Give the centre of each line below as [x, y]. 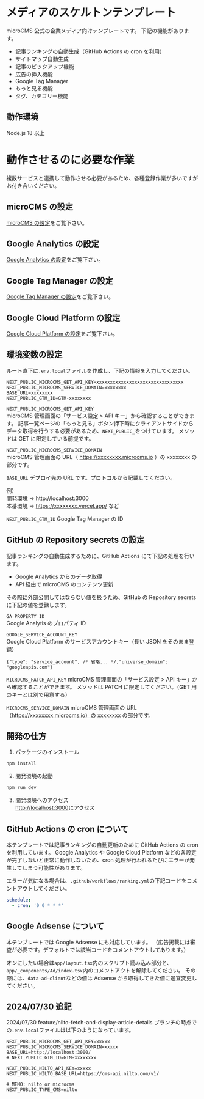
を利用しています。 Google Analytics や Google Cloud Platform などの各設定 [101, 852]
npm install [21, 764]
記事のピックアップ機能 [44, 66]
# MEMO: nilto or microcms [40, 1085]
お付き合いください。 [33, 186]
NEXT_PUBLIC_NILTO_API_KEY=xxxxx [49, 1068]
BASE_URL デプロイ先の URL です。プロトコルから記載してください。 [91, 477]
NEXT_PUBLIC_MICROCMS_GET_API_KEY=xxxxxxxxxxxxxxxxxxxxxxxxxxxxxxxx [95, 382]
